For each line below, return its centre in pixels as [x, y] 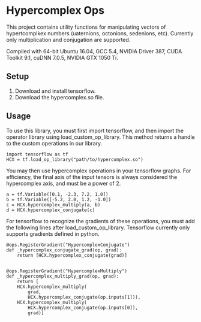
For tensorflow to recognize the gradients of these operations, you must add [100, 221]
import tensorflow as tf [37, 154]
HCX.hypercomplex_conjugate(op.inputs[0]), [83, 308]
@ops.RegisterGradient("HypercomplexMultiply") [67, 271]
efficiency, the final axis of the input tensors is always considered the [92, 177]
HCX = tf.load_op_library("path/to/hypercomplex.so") [75, 159]
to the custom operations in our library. [54, 143]
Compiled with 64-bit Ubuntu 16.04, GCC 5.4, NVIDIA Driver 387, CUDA [94, 51]
